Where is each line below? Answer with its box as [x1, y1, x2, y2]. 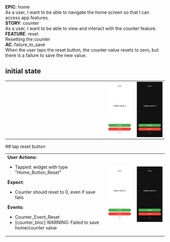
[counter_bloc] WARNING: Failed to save [15, 219, 100, 226]
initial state [5, 67, 41, 75]
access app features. [5, 15, 50, 21]
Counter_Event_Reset [15, 214, 60, 220]
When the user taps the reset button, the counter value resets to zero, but [5, 47, 159, 53]
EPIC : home [5, 4, 30, 10]
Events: [7, 204, 24, 211]
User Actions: [7, 154, 37, 160]
